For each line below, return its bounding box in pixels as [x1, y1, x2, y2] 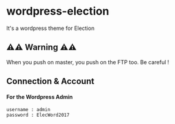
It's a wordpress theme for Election [6, 24, 95, 32]
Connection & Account [6, 76, 95, 87]
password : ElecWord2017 [6, 112, 70, 119]
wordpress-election [6, 4, 110, 18]
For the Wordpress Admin [6, 93, 73, 100]
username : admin [6, 107, 51, 113]
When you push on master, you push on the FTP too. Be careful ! [6, 58, 169, 65]
